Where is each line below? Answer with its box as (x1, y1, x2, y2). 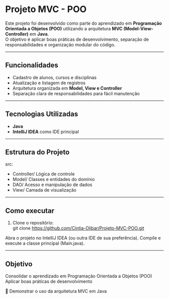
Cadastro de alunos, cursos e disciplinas (12, 74, 97, 80)
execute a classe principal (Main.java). (5, 241, 85, 247)
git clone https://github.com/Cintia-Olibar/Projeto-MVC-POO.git (12, 225, 144, 231)
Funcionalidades (5, 61, 59, 70)
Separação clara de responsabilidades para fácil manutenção (12, 90, 140, 96)
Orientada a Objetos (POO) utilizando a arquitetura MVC (5, 25, 123, 31)
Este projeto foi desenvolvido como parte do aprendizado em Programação (5, 20, 162, 26)
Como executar (5, 206, 54, 215)
